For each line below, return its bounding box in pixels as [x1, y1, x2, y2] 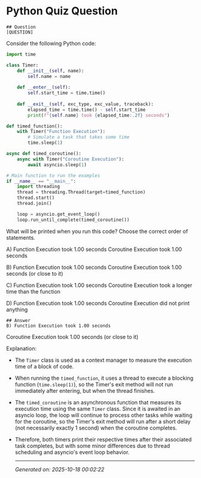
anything [6, 305, 28, 313]
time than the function [6, 288, 61, 295]
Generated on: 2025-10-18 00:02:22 [14, 465, 105, 473]
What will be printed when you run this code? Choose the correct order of [6, 228, 188, 235]
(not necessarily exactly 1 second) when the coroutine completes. [14, 424, 178, 431]
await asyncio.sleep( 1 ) [28, 162, 87, 168]
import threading [17, 184, 60, 190]
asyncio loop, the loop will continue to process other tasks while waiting [14, 412, 193, 419]
